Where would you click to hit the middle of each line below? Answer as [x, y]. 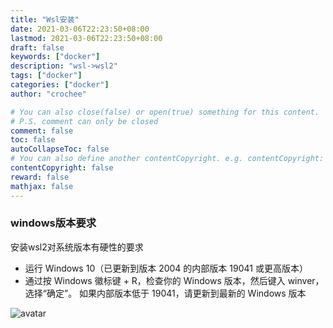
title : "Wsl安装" [45, 19]
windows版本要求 [53, 223]
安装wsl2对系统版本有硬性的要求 [77, 247]
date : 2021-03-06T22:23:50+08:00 [80, 29]
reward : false [40, 177]
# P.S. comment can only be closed [84, 121]
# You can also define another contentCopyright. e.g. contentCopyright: [167, 159]
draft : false [37, 47]
